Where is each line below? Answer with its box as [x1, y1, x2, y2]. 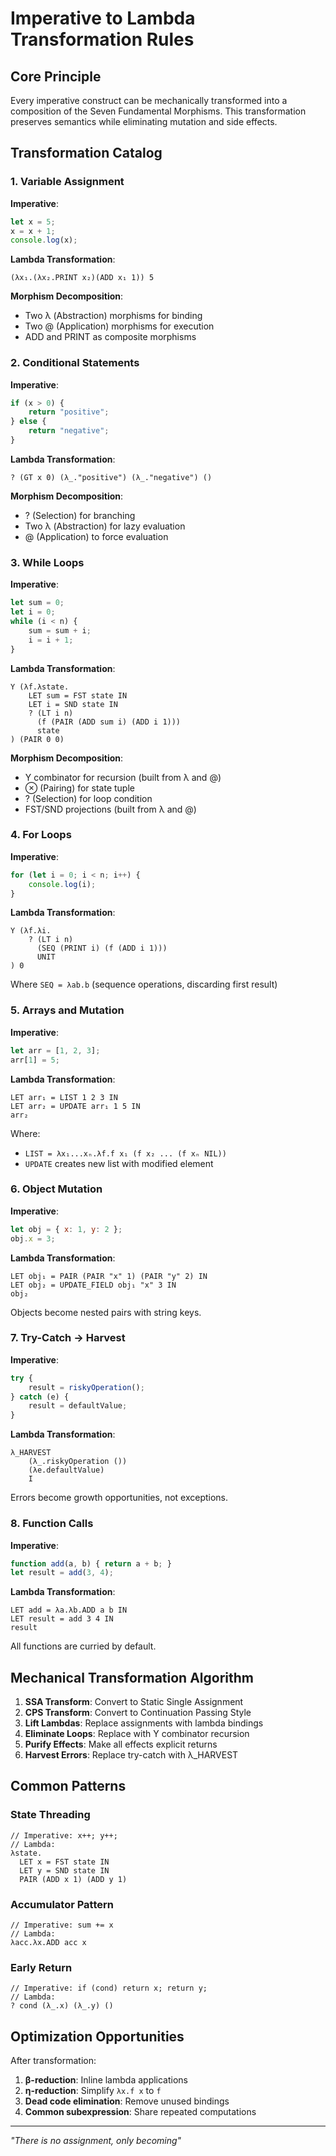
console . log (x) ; [10, 235, 78, 246]
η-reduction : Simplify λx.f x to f [24, 2085, 162, 2097]
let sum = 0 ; [10, 598, 65, 608]
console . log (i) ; [28, 879, 97, 889]
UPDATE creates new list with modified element [24, 1157, 214, 1169]
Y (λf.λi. [10, 926, 52, 936]
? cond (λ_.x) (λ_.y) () [10, 2001, 114, 2011]
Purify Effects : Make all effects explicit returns [24, 1738, 218, 1751]
